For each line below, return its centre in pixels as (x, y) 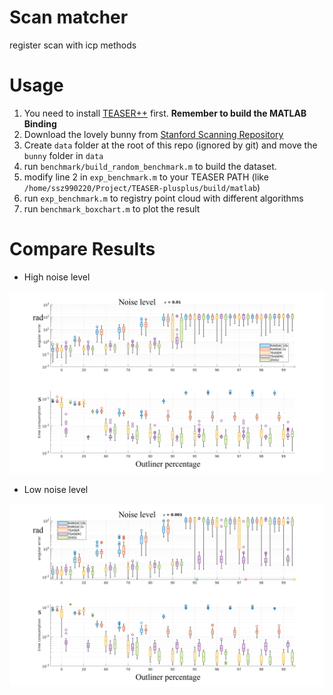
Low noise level (56, 490)
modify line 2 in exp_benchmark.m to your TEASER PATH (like (146, 177)
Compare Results (82, 249)
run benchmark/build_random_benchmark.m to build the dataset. (150, 166)
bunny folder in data (63, 155)
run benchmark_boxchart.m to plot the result (112, 208)
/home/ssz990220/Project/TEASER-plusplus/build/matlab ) (142, 187)
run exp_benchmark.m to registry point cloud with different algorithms (163, 198)
